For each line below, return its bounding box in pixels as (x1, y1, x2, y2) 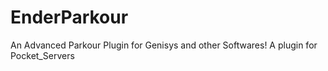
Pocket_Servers (10, 49, 75, 61)
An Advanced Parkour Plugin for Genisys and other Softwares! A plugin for (10, 39, 318, 51)
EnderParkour (10, 6, 129, 29)
